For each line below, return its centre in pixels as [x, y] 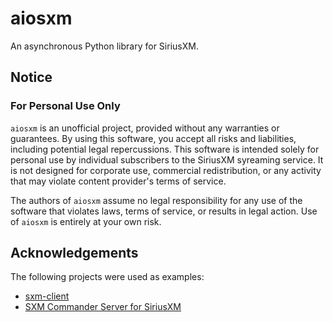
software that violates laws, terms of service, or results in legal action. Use [164, 211]
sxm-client [47, 296]
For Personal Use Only [65, 106]
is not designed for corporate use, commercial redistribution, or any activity [166, 170]
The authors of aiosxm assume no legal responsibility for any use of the [156, 200]
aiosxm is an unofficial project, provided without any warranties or [145, 128]
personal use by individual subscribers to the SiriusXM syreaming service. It [167, 159]
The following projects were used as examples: [107, 277]
